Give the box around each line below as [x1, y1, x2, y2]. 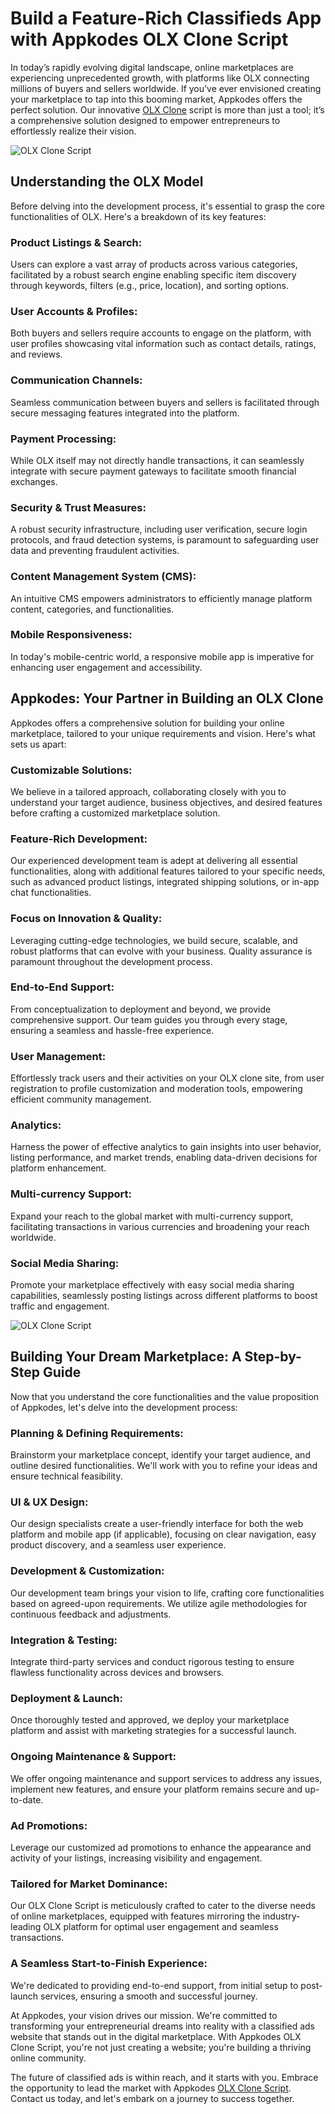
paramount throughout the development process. [10, 955, 213, 967]
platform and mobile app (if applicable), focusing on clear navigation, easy [10, 1528, 317, 1541]
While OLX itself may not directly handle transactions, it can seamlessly [10, 454, 305, 466]
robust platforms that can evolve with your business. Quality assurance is [10, 945, 313, 957]
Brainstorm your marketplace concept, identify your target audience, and [10, 1449, 311, 1461]
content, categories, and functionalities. [10, 603, 175, 615]
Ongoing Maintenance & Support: [10, 1750, 177, 1764]
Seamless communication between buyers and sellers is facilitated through [10, 396, 320, 408]
